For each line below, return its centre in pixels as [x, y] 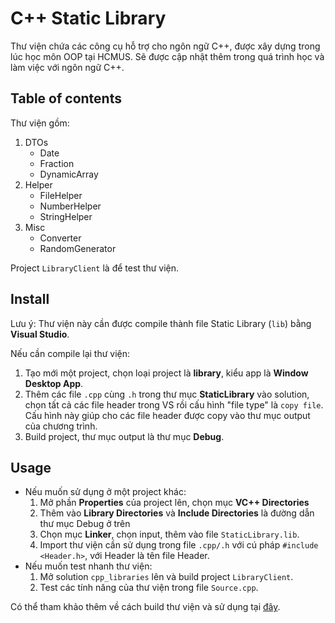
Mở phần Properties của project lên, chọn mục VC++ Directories [174, 503]
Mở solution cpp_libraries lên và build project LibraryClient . [166, 577]
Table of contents [66, 98]
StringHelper [66, 216]
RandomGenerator [78, 248]
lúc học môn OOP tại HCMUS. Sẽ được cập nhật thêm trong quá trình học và [167, 56]
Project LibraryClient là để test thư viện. [95, 268]
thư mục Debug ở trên [85, 524]
